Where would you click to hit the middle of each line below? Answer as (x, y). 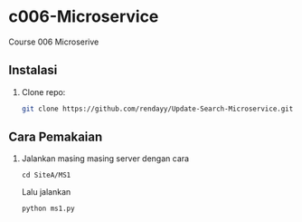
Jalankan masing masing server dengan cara (105, 159)
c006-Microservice (84, 17)
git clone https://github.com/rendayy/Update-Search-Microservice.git (157, 109)
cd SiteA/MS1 (46, 175)
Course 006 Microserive (54, 42)
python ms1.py (48, 209)
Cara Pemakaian (56, 137)
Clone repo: (43, 92)
